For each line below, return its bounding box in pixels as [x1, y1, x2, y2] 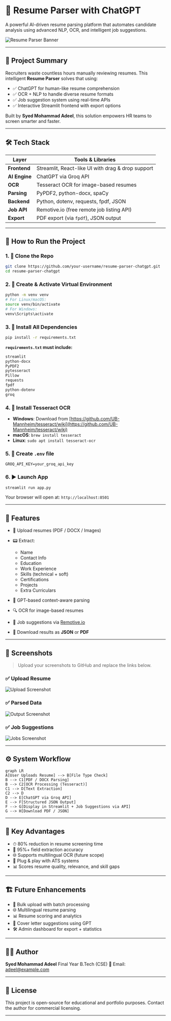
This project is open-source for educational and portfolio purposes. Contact [5, 1000, 164, 1006]
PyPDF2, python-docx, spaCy [36, 189, 109, 196]
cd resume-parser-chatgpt [5, 269, 60, 274]
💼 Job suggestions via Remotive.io [12, 619, 85, 626]
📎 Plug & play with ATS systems [12, 857, 79, 864]
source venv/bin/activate [5, 302, 60, 307]
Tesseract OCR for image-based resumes [36, 181, 137, 188]
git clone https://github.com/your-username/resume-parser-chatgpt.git [5, 264, 160, 269]
